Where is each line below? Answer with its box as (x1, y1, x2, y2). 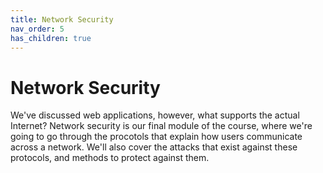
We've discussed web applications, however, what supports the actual (10, 109, 300, 121)
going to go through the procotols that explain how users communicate (10, 131, 303, 143)
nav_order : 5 (10, 24, 65, 34)
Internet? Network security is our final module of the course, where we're (10, 120, 313, 132)
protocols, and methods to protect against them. (10, 152, 210, 164)
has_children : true (10, 33, 92, 43)
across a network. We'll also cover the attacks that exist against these (10, 141, 298, 153)
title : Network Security (10, 14, 114, 25)
